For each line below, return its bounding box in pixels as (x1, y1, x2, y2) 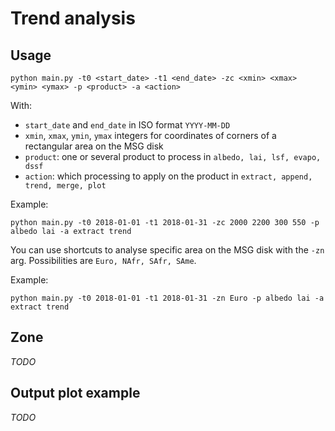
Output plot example (10, 385, 141, 402)
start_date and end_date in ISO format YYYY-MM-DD (24, 119, 231, 131)
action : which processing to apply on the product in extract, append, (24, 170, 313, 182)
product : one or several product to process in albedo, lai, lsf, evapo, (24, 151, 322, 162)
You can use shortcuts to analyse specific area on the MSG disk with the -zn (10, 244, 325, 256)
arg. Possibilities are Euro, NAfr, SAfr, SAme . (10, 255, 197, 266)
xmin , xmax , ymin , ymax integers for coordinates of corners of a (24, 130, 277, 141)
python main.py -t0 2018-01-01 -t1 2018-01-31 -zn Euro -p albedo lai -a (10, 293, 325, 303)
